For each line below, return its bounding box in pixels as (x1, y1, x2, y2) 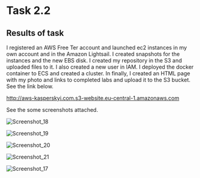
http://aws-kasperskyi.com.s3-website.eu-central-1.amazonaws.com (6, 95, 179, 101)
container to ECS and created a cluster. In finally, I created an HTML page (6, 70, 190, 77)
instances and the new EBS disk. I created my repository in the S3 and (6, 57, 182, 64)
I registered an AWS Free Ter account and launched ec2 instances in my (6, 44, 187, 51)
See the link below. (6, 83, 53, 90)
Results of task (6, 28, 64, 38)
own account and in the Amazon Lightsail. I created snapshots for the (6, 50, 181, 58)
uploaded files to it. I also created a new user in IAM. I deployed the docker (6, 63, 194, 70)
